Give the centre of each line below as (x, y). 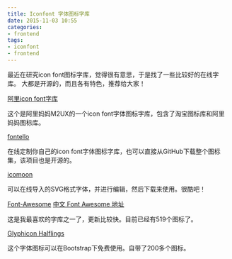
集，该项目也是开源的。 (41, 160)
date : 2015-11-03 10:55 (42, 21)
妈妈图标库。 (26, 122)
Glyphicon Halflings (36, 233)
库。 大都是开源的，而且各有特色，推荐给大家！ (76, 83)
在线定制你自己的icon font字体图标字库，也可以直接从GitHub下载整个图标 (114, 151)
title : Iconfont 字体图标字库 (48, 14)
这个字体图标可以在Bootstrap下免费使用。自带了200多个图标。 (99, 248)
